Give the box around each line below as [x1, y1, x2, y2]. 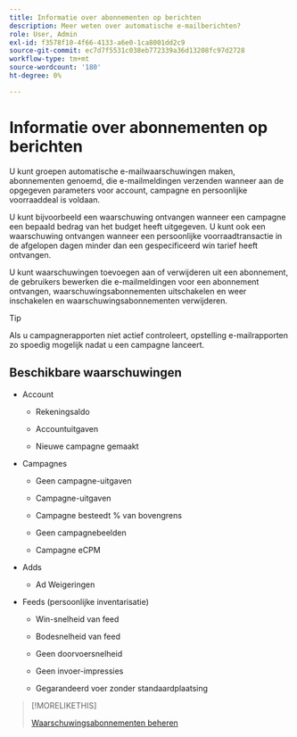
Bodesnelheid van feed [35, 631, 120, 642]
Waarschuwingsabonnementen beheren [30, 717, 178, 728]
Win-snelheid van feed [35, 613, 120, 625]
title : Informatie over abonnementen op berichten [9, 12, 202, 22]
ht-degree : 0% [9, 71, 62, 80]
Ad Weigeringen [35, 579, 95, 590]
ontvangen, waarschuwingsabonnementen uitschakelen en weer [9, 286, 247, 296]
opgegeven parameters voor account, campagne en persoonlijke [9, 185, 248, 195]
